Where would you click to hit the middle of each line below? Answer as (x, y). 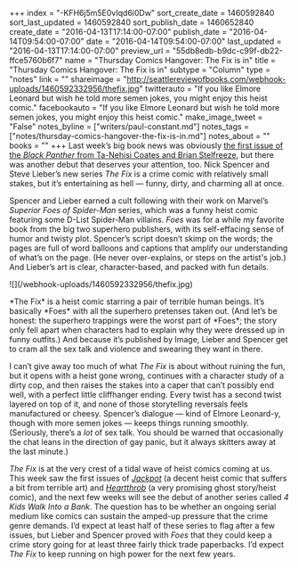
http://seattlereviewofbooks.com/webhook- (206, 79)
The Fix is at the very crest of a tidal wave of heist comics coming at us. (141, 469)
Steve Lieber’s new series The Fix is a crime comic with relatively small (139, 174)
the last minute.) (39, 451)
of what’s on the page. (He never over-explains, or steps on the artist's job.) (148, 257)
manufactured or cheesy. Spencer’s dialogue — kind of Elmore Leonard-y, (145, 413)
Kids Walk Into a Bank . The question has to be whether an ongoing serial (143, 506)
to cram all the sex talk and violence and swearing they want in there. (136, 349)
